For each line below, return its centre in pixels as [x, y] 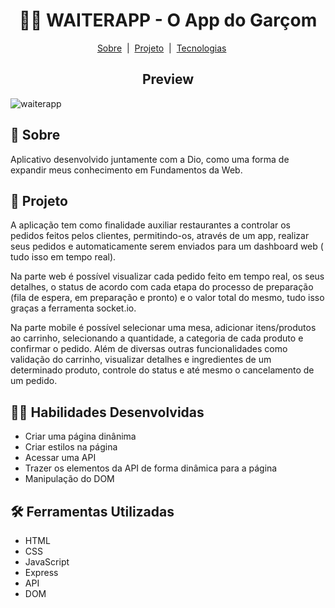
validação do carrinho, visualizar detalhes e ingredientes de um [141, 360]
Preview [168, 79]
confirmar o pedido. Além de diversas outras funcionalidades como [149, 349]
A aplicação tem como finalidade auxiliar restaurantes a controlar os [150, 225]
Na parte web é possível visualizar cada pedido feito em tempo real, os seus [167, 276]
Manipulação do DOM [69, 479]
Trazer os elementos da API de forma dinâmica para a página [151, 468]
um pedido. [34, 381]
